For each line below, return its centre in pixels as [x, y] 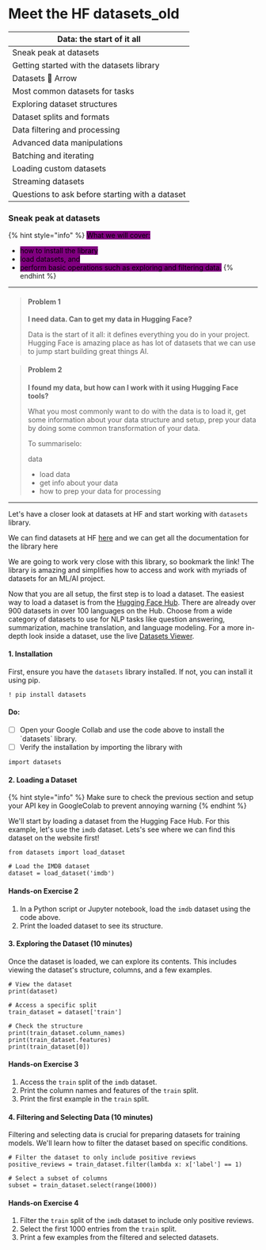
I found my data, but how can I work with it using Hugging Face [133, 387]
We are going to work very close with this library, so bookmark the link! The [131, 561]
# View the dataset [40, 984]
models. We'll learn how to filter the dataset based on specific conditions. [128, 1143]
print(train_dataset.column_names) [67, 1033]
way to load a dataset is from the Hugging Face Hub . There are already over [132, 602]
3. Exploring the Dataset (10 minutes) [70, 944]
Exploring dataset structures [65, 104]
